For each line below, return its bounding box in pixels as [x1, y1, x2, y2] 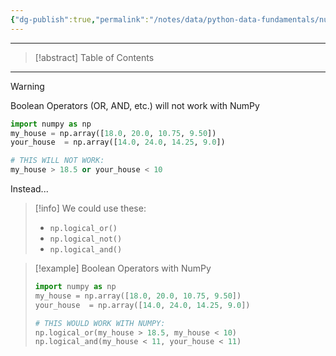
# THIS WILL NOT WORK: [10, 156, 105, 166]
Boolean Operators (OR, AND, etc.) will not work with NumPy [10, 99, 260, 111]
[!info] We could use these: [34, 202, 147, 214]
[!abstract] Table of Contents [34, 51, 155, 63]
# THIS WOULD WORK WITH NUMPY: [34, 318, 166, 328]
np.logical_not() [49, 234, 123, 244]
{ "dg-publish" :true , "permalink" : [10, 14, 150, 25]
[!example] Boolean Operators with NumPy [34, 262, 212, 274]
